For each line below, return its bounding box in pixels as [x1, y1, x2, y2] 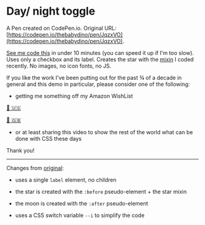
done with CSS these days [15, 135, 82, 142]
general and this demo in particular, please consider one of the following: [6, 80, 190, 88]
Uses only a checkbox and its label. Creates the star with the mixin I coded [6, 55, 194, 63]
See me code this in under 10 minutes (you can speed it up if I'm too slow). [6, 49, 194, 56]
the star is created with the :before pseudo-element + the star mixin [15, 188, 187, 195]
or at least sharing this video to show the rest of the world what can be [15, 128, 193, 135]
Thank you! [6, 146, 35, 154]
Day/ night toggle [6, 4, 96, 18]
